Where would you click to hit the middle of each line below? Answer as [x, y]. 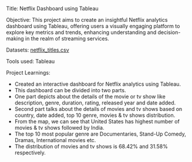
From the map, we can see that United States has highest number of [97, 122]
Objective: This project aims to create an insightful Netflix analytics [87, 20]
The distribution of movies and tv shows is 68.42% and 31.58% [91, 146]
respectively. [30, 153]
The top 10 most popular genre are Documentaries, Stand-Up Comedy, [100, 134]
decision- [169, 32]
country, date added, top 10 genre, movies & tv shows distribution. [95, 115]
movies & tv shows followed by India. [59, 128]
